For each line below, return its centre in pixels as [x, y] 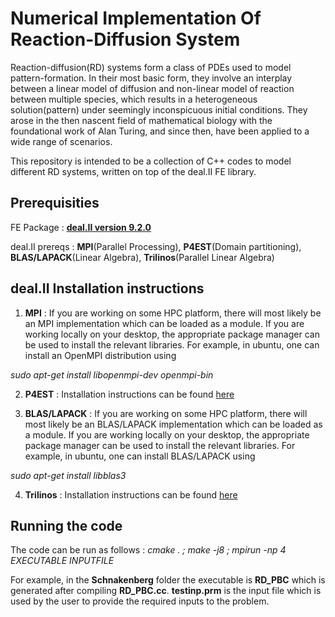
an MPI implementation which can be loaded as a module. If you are [164, 323]
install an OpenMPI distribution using [100, 355]
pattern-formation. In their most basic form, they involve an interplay [151, 78]
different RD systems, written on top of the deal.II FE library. [133, 171]
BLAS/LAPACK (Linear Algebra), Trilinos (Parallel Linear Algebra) [142, 257]
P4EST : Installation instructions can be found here [129, 394]
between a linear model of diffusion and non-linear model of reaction [152, 88]
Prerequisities [55, 203]
